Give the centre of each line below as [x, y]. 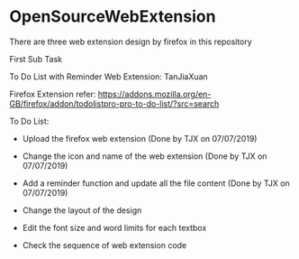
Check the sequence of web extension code [104, 245]
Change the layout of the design [82, 210]
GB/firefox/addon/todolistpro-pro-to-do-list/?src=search [114, 103]
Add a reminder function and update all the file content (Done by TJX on [156, 183]
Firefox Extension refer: [53, 94]
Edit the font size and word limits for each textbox [114, 227]
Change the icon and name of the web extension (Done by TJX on [145, 156]
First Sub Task [36, 59]
